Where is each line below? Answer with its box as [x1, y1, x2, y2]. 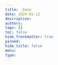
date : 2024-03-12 [5, 12, 40, 17]
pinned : [5, 39, 21, 44]
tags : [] [5, 25, 23, 30]
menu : [5, 48, 16, 53]
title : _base [5, 7, 32, 12]
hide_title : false [5, 43, 42, 48]
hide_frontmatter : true [5, 35, 54, 40]
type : [5, 52, 16, 58]
